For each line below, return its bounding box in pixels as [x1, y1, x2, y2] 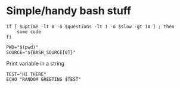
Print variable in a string [6, 60, 64, 67]
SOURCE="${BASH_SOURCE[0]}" [6, 49, 76, 56]
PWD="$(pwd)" [6, 44, 39, 50]
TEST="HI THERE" [6, 71, 46, 77]
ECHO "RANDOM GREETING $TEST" [6, 76, 82, 82]
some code [17, 28, 42, 35]
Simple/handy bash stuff [6, 4, 132, 18]
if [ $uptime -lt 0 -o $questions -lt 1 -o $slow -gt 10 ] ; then [6, 24, 175, 30]
